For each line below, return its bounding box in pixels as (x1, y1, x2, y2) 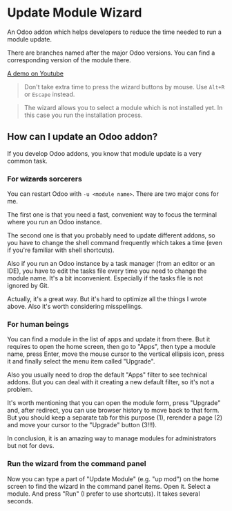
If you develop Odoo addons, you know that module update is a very (7, 149, 202, 157)
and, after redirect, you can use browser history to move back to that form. (7, 406, 220, 415)
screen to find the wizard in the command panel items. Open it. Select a (7, 482, 211, 490)
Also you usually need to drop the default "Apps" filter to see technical (7, 370, 208, 379)
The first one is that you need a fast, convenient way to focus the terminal (7, 210, 217, 219)
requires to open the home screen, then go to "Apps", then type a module (7, 343, 216, 351)
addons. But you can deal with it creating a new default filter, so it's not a (7, 378, 215, 386)
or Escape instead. (23, 90, 75, 98)
